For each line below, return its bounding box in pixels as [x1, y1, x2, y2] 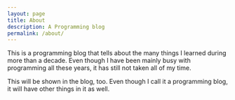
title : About [7, 17, 46, 24]
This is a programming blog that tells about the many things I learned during [7, 49, 227, 57]
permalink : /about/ [7, 29, 65, 37]
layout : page [7, 10, 46, 17]
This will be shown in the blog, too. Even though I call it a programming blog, [7, 78, 228, 86]
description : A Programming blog [7, 23, 105, 30]
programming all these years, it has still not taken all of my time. [7, 64, 192, 72]
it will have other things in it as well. [7, 85, 110, 93]
